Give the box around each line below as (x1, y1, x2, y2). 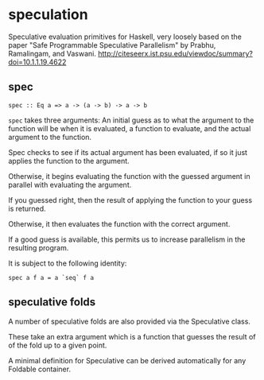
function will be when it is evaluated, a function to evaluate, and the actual (8, 123, 251, 133)
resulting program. (8, 242, 69, 252)
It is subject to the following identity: (8, 258, 127, 268)
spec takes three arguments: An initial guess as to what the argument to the (8, 115, 254, 125)
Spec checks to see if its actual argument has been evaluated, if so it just (8, 147, 248, 157)
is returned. (8, 204, 46, 213)
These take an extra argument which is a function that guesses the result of (8, 332, 256, 341)
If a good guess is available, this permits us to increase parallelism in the (8, 235, 246, 244)
